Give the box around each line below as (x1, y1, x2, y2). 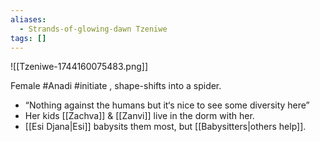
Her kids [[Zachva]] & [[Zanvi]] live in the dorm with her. (24, 110, 255, 122)
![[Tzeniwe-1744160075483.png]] (10, 61, 148, 73)
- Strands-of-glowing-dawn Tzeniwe (19, 24, 168, 34)
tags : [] (10, 33, 47, 43)
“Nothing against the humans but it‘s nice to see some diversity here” (24, 99, 310, 111)
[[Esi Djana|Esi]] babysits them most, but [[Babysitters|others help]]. (24, 121, 307, 133)
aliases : (10, 14, 47, 25)
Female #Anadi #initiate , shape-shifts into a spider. (10, 80, 222, 92)
